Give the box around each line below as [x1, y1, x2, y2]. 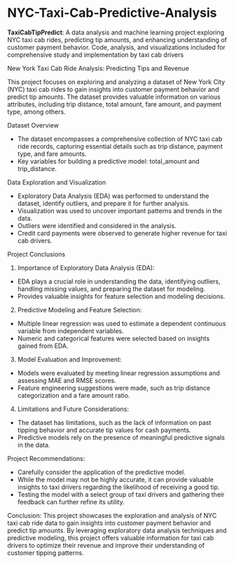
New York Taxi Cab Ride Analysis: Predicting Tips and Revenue [7, 64, 189, 72]
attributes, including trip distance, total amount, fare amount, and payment [7, 100, 222, 108]
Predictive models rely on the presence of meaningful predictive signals [17, 433, 226, 441]
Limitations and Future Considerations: [17, 405, 130, 413]
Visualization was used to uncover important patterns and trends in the [17, 206, 223, 215]
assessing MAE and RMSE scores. [17, 376, 117, 384]
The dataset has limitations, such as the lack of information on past [17, 418, 212, 427]
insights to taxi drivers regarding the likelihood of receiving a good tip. [17, 483, 220, 491]
